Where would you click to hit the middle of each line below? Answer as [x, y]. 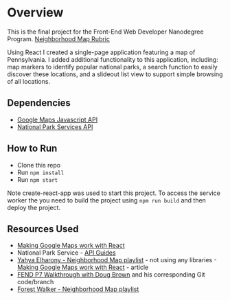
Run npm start [37, 179]
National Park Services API [55, 127]
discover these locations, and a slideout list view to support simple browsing [115, 74]
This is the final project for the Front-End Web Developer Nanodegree [105, 32]
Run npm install [41, 172]
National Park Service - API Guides [66, 253]
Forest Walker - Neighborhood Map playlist [78, 289]
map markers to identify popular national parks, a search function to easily [112, 67]
